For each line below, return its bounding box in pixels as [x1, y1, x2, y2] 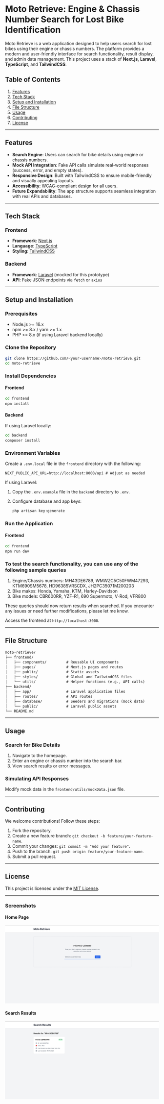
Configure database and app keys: [12, 498, 82, 504]
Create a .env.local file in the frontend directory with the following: [5, 461, 141, 466]
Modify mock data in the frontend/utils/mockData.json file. [5, 786, 125, 792]
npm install [5, 401, 29, 406]
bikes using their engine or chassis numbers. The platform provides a [5, 46, 144, 51]
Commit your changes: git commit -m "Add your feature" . [12, 843, 130, 849]
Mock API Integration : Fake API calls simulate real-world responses [12, 162, 149, 168]
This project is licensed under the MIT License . [5, 885, 100, 891]
